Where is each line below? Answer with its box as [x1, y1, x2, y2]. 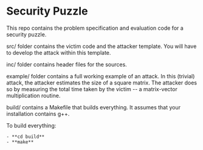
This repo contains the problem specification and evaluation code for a [6, 24, 184, 32]
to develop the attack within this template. [6, 49, 111, 56]
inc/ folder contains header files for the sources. [6, 61, 128, 68]
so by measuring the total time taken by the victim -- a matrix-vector [6, 85, 177, 92]
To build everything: [6, 121, 57, 129]
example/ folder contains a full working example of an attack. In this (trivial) [6, 72, 195, 80]
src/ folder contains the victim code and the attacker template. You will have [6, 43, 197, 50]
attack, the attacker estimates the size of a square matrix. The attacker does [6, 79, 198, 86]
